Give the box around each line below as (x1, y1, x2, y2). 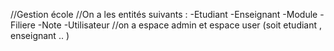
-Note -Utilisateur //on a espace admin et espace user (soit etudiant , (37, 19, 323, 31)
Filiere (10, 19, 36, 31)
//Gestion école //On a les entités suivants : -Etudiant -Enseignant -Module (10, 9, 318, 20)
